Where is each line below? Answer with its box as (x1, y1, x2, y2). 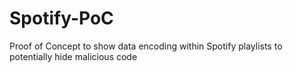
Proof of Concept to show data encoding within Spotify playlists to (9, 40, 283, 52)
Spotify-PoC (9, 7, 114, 30)
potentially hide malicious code (9, 50, 138, 62)
